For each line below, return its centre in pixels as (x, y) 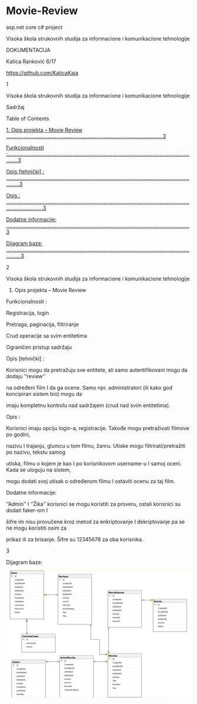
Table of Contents (28, 118)
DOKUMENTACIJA (28, 50)
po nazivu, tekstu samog (36, 452)
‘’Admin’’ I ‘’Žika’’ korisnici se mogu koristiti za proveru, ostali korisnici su (94, 504)
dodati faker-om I (27, 510)
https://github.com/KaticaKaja (42, 72)
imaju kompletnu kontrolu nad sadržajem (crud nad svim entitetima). (88, 405)
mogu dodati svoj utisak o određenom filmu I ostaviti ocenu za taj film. (91, 481)
